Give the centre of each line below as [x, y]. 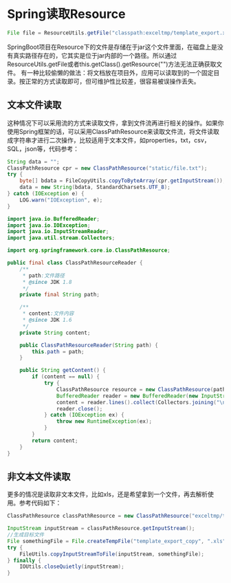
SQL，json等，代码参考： [43, 148]
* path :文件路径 [44, 276]
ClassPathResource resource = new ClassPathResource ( [135, 389]
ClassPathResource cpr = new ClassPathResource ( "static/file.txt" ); [107, 168]
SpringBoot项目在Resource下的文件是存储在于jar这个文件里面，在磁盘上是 [112, 47]
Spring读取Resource [66, 14]
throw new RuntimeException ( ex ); [104, 421]
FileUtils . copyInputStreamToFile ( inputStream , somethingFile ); [112, 554]
